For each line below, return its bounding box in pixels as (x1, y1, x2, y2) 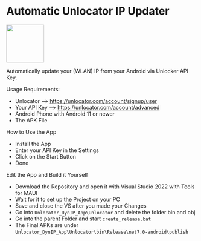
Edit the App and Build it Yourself (6, 171, 89, 178)
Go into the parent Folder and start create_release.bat (14, 215, 152, 222)
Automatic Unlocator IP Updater (6, 4, 170, 18)
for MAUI (14, 189, 38, 196)
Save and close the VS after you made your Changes (14, 202, 147, 210)
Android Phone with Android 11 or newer (14, 110, 115, 117)
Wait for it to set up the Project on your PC (14, 196, 121, 203)
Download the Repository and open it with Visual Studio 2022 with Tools (14, 183, 195, 190)
